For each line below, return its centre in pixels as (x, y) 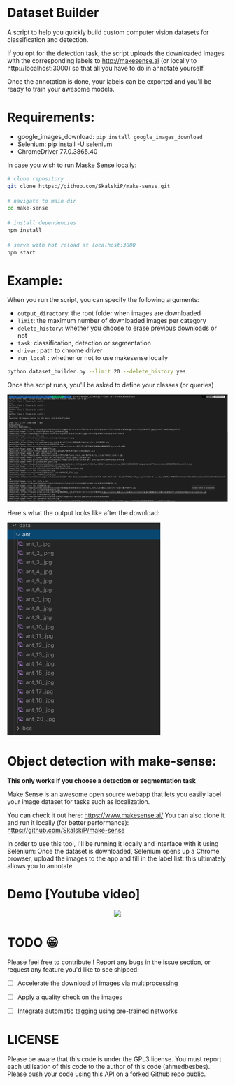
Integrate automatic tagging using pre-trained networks (98, 1011)
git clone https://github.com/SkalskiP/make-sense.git (89, 186)
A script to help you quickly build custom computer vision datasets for (108, 32)
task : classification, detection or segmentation (84, 343)
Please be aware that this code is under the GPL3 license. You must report (114, 1059)
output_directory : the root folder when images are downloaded (109, 313)
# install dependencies (42, 223)
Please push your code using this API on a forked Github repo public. (107, 1074)
